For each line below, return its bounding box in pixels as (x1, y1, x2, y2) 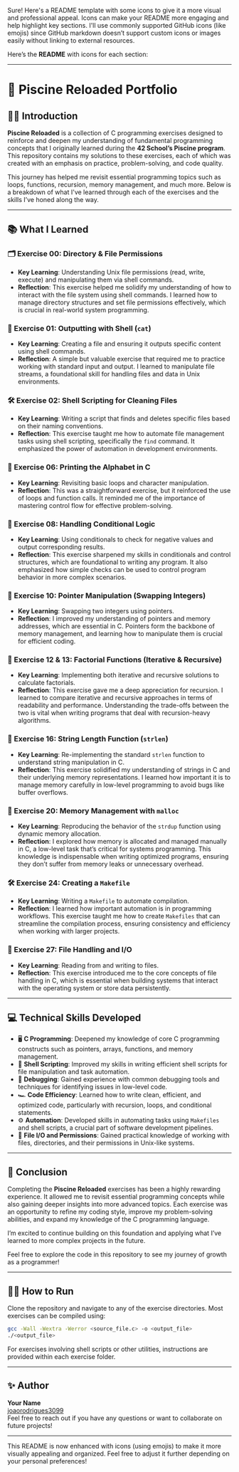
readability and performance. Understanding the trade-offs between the (17, 701, 229, 710)
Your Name (7, 1398, 41, 1407)
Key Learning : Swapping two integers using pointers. (17, 607, 174, 615)
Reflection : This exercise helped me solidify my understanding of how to (17, 282, 232, 291)
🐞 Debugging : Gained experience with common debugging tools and (17, 1075, 220, 1084)
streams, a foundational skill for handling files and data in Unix (17, 369, 201, 378)
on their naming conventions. (17, 422, 104, 430)
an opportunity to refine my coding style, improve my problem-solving (7, 1207, 213, 1216)
